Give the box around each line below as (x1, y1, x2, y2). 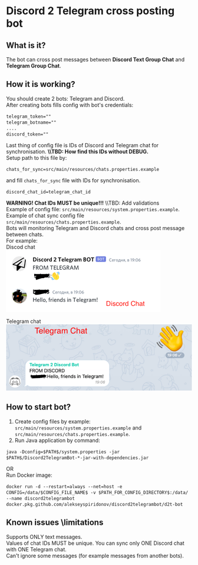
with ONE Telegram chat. (6, 545, 67, 553)
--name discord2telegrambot (6, 495, 75, 501)
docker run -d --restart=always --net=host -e (6, 483, 123, 489)
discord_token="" (6, 131, 49, 137)
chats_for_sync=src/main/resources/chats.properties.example (6, 166, 160, 172)
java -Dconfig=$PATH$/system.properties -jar (6, 448, 120, 455)
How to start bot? (6, 402, 71, 412)
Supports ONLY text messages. (6, 533, 82, 540)
